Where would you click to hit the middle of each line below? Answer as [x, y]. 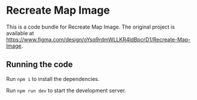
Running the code [39, 65]
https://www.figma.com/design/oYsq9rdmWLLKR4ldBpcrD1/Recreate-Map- [99, 39]
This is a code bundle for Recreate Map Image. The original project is [90, 27]
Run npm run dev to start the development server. [66, 90]
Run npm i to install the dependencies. [53, 79]
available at [20, 33]
